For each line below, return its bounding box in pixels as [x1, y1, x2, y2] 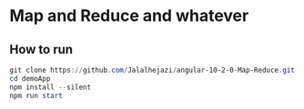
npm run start [9, 91, 64, 100]
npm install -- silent [9, 83, 92, 92]
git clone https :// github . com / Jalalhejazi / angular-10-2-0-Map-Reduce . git [9, 65, 296, 74]
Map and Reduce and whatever [9, 5, 249, 26]
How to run [9, 42, 74, 57]
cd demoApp [9, 74, 51, 83]
